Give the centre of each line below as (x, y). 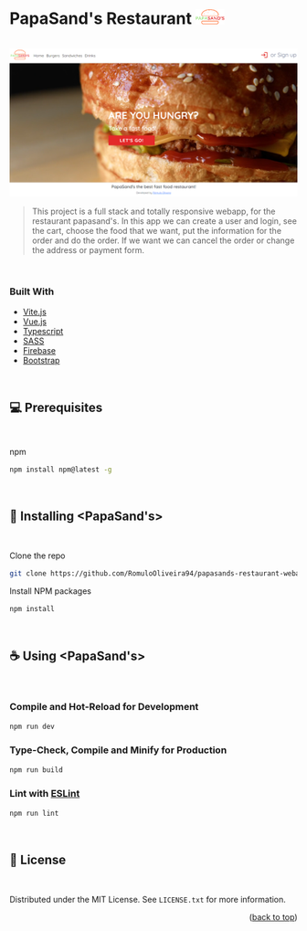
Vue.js (35, 321)
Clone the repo (37, 555)
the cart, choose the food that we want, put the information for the (156, 231)
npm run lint (34, 814)
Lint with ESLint (45, 793)
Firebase (39, 350)
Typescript (43, 331)
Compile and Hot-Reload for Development (104, 706)
